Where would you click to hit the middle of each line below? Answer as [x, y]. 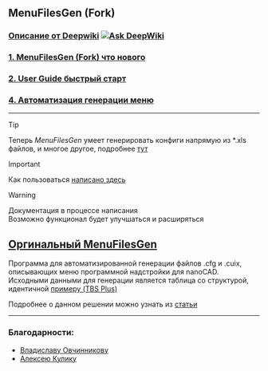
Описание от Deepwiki [54, 36]
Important [24, 164]
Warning [22, 195]
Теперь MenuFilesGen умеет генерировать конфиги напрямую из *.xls [128, 140]
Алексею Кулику [48, 358]
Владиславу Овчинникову [64, 349]
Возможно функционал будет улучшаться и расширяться [106, 219]
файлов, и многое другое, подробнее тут [78, 149]
